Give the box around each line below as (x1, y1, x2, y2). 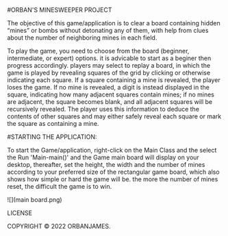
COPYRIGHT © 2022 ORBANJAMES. (7, 222, 111, 230)
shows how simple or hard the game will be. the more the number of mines (7, 175, 218, 183)
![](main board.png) (7, 196, 63, 204)
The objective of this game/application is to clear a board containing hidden (7, 19, 220, 27)
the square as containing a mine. (7, 120, 99, 127)
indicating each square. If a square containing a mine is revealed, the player (7, 76, 220, 84)
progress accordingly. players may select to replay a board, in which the (7, 62, 211, 69)
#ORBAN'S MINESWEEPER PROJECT (7, 6, 112, 14)
